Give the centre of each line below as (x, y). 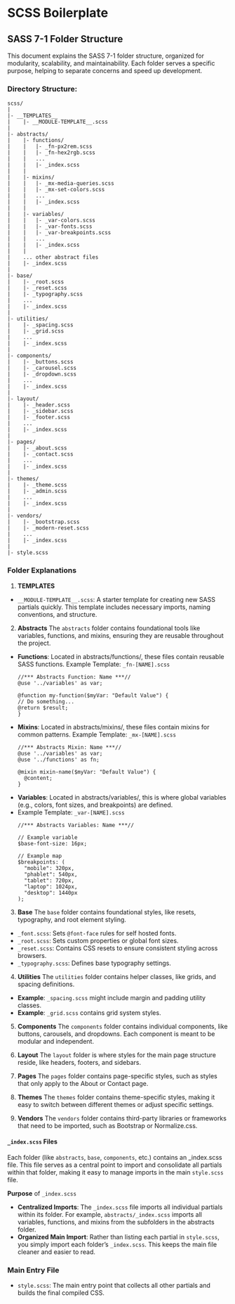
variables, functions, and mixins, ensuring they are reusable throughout (121, 635)
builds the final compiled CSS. (61, 1293)
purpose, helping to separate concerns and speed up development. (105, 71)
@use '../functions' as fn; (58, 760)
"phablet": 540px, (51, 874)
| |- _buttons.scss (40, 362)
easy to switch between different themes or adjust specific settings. (115, 1104)
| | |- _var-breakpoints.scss (59, 233)
